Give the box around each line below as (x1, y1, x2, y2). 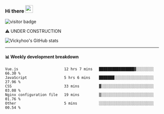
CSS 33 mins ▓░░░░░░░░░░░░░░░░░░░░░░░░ (5, 84, 154, 89)
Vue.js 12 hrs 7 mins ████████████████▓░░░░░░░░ (5, 67, 154, 71)
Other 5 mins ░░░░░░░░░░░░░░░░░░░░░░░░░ (5, 101, 154, 106)
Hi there (5, 7, 24, 14)
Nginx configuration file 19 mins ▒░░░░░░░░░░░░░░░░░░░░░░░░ (5, 92, 154, 97)
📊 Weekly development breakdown (5, 54, 79, 60)
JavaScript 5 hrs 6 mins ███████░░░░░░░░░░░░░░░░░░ (5, 75, 154, 80)
